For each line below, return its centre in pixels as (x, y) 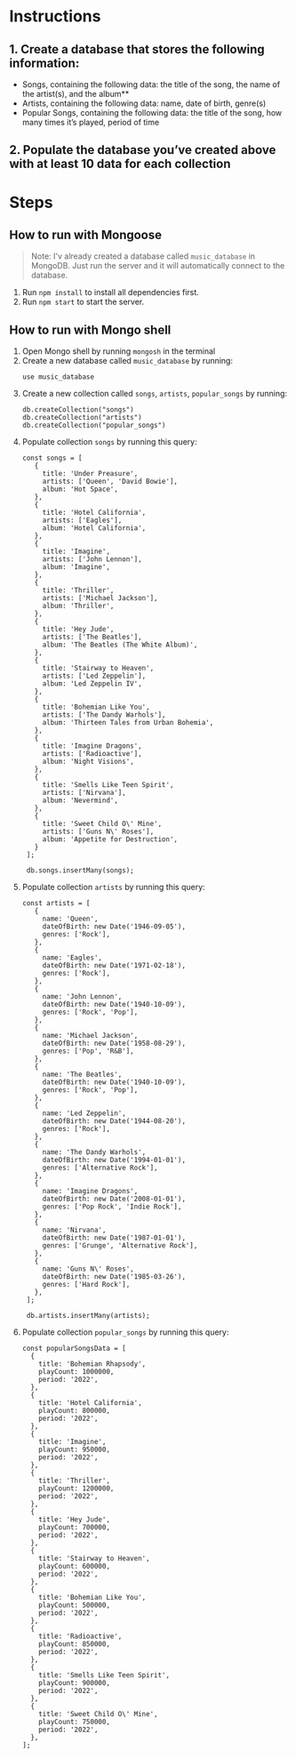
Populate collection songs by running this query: (109, 442)
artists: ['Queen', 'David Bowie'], (110, 482)
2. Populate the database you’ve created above (143, 150)
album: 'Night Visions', (88, 762)
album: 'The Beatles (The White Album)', (120, 645)
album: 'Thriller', (78, 606)
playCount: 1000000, (76, 1372)
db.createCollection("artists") (82, 418)
